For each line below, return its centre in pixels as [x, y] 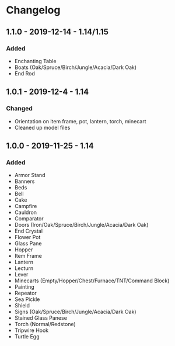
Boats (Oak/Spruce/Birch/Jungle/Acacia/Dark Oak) [76, 67]
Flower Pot [27, 237]
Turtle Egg [27, 337]
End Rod [24, 73]
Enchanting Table [35, 61]
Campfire [26, 206]
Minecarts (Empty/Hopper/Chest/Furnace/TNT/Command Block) [92, 281]
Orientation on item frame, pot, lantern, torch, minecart [80, 121]
